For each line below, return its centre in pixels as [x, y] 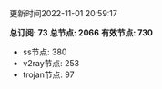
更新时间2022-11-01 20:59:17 [64, 13]
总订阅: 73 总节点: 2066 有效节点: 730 [81, 33]
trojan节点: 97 [48, 74]
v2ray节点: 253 [51, 63]
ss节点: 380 [45, 52]
